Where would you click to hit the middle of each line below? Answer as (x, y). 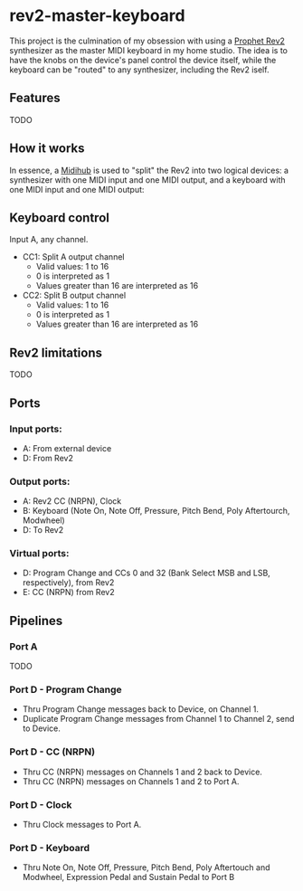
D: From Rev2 (48, 458)
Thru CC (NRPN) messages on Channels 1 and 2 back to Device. (142, 772)
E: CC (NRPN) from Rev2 (68, 592)
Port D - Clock (41, 804)
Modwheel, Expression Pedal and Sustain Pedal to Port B (128, 877)
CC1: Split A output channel (73, 257)
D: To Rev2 (43, 530)
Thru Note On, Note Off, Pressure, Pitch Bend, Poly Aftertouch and (146, 867)
